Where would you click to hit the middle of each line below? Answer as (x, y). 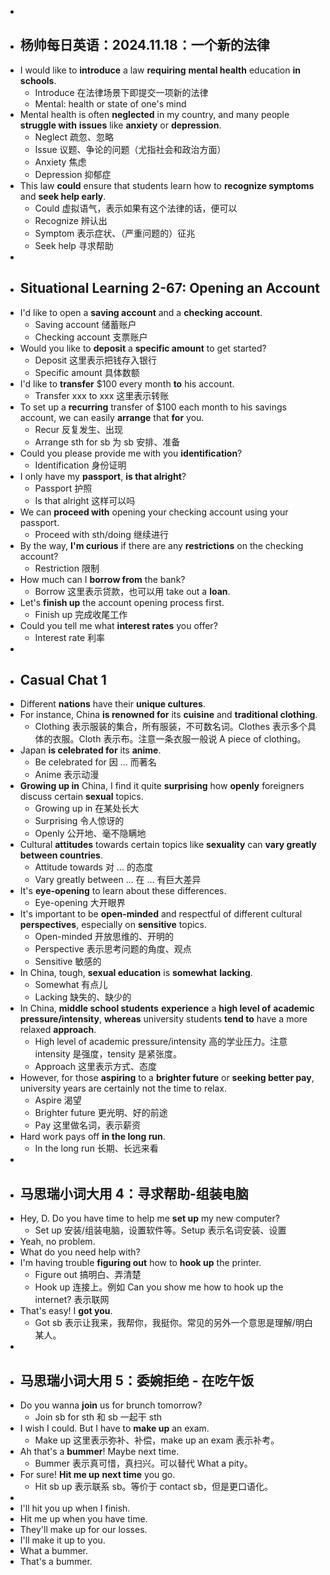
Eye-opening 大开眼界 (80, 903)
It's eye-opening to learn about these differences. (123, 891)
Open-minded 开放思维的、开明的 (104, 937)
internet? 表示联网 (72, 1300)
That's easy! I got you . (66, 1311)
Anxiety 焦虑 (60, 162)
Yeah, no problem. (57, 1242)
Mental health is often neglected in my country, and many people (154, 114)
